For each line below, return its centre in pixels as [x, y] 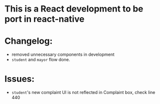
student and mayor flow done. [41, 60]
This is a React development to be [74, 9]
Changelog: [29, 41]
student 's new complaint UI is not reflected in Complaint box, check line [83, 92]
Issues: [20, 79]
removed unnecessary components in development [63, 54]
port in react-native [45, 19]
